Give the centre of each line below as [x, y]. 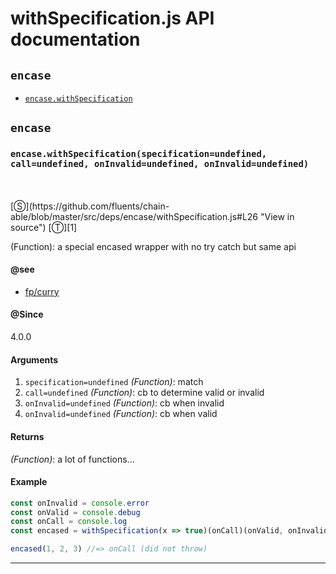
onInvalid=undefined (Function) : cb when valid [121, 414]
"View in [277, 216]
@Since [27, 314]
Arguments [34, 359]
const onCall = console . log [69, 522]
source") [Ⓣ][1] [44, 227]
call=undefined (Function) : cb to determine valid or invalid [144, 393]
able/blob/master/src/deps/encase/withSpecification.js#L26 [134, 216]
